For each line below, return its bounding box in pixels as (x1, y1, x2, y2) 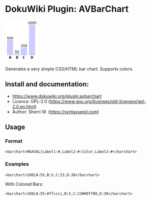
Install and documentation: (5, 80, 89, 89)
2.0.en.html (12, 103, 35, 109)
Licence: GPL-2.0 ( (12, 98, 50, 104)
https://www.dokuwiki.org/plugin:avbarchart (12, 93, 102, 99)
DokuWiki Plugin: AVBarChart (5, 3, 129, 15)
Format (5, 138, 23, 145)
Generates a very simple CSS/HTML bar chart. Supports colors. (5, 66, 134, 72)
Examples (5, 161, 29, 168)
